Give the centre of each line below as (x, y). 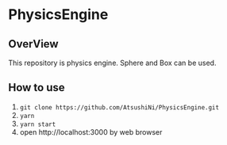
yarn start (38, 124)
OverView (33, 44)
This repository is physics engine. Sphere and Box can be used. (112, 63)
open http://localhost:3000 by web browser (91, 132)
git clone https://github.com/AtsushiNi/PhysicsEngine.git (119, 107)
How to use (37, 88)
